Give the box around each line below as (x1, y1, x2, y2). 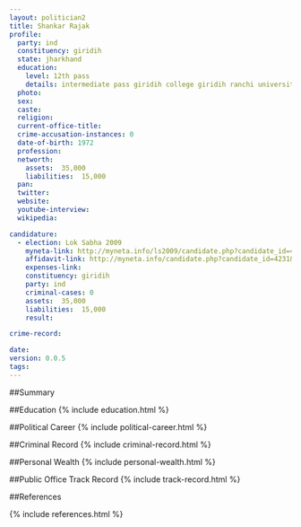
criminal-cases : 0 (25, 288, 94, 297)
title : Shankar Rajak (9, 22, 90, 31)
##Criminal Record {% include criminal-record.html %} (9, 439, 212, 450)
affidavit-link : (25, 255, 87, 264)
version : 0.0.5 (9, 354, 66, 364)
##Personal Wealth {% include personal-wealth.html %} (9, 456, 217, 467)
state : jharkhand (17, 55, 82, 64)
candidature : (9, 230, 58, 239)
